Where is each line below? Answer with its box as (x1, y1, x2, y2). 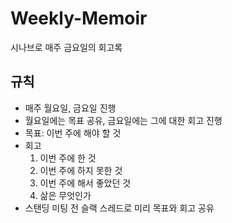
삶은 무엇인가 (39, 189, 92, 201)
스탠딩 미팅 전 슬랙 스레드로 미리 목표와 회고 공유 (24, 202, 215, 214)
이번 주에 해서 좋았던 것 (39, 177, 132, 189)
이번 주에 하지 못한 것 (39, 164, 123, 176)
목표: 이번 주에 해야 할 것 (24, 127, 122, 139)
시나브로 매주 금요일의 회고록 (10, 41, 123, 53)
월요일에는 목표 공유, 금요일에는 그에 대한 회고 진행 (24, 114, 223, 126)
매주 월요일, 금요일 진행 (24, 102, 117, 114)
